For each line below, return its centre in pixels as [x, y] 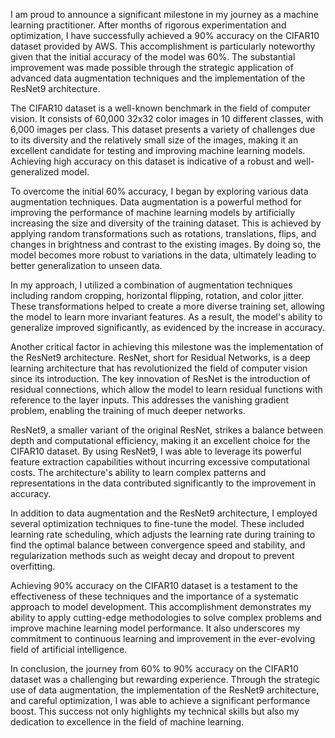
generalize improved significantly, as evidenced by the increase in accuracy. [167, 327]
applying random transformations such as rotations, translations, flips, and [163, 233]
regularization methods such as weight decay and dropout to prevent [152, 555]
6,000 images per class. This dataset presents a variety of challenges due [163, 129]
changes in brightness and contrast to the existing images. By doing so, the [166, 244]
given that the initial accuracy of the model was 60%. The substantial [153, 57]
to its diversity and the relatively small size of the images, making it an [154, 140]
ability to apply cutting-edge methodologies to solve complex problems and [166, 617]
